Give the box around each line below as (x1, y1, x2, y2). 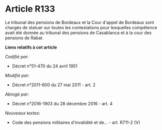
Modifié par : (5, 72, 30, 78)
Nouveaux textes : (5, 110, 40, 116)
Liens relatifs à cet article (5, 44, 57, 50)
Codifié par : (5, 53, 29, 59)
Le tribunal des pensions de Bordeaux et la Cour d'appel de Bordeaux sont (5, 19, 154, 25)
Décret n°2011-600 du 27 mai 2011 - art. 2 (12, 81, 96, 88)
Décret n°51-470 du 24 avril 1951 (12, 63, 78, 69)
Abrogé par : (5, 91, 29, 97)
